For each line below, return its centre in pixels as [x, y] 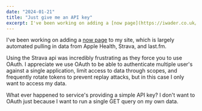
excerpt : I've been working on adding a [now [64, 23]
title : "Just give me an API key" [50, 17]
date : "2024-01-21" [31, 12]
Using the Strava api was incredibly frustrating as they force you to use [94, 58]
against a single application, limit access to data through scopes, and [92, 71]
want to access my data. [37, 83]
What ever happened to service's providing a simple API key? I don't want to [101, 95]
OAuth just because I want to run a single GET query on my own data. [92, 101]
